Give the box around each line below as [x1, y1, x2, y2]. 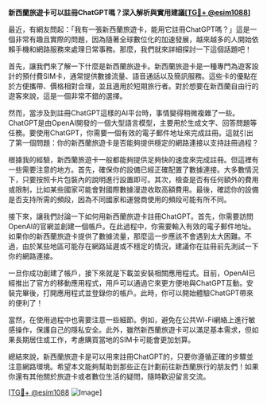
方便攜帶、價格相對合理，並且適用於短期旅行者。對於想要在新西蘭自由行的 [14, 81, 259, 91]
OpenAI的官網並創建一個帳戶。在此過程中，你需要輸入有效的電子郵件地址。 [8, 222, 256, 231]
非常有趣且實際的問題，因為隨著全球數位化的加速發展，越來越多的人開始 [14, 35, 252, 44]
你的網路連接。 [8, 251, 57, 261]
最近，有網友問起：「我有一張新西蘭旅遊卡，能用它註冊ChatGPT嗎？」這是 [8, 25, 250, 34]
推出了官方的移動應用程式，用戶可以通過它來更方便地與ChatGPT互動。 [14, 278, 247, 287]
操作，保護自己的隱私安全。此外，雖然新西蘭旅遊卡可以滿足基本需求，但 [14, 325, 252, 334]
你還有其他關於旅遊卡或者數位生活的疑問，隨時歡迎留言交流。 [8, 372, 211, 381]
